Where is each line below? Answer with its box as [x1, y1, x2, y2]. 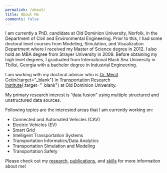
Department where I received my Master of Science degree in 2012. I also [5, 46, 157, 52]
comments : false [5, 16, 39, 21]
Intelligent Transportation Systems [12, 133, 83, 139]
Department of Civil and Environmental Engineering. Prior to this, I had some [5, 35, 162, 41]
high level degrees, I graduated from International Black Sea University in [5, 57, 156, 63]
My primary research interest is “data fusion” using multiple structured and [5, 92, 159, 98]
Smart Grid [12, 127, 35, 133]
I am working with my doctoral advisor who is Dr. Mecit [5, 72, 118, 78]
